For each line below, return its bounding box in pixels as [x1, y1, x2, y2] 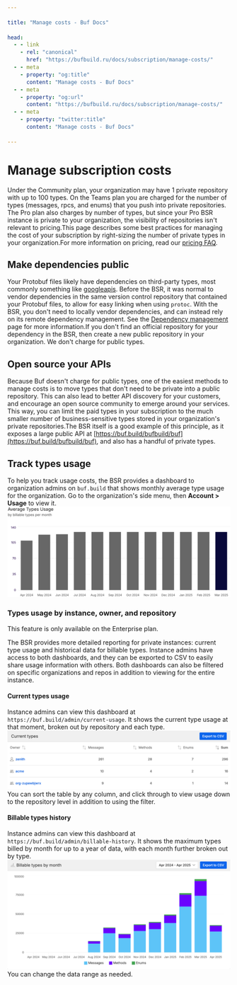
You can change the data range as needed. [7, 969, 133, 978]
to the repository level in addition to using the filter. [7, 797, 156, 806]
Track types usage [7, 457, 91, 470]
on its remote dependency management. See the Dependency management [7, 315, 229, 323]
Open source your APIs [7, 358, 112, 370]
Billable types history [7, 814, 71, 822]
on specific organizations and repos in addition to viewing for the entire [7, 668, 215, 676]
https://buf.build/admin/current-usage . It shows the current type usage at [7, 715, 229, 723]
